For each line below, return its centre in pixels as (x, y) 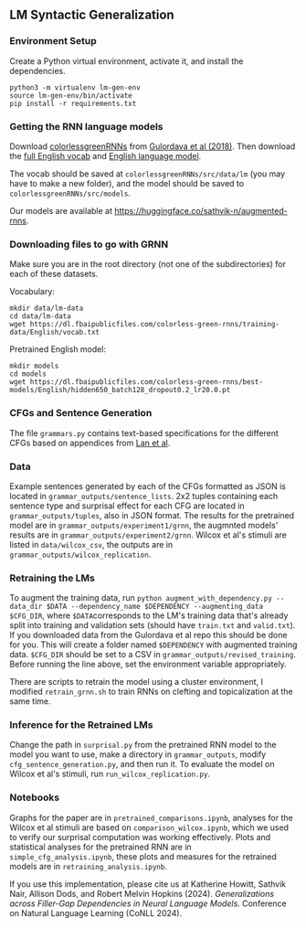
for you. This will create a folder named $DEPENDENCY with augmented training (153, 645)
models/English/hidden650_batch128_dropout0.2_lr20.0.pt (120, 390)
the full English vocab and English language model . (106, 155)
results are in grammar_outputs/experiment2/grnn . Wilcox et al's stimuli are (148, 535)
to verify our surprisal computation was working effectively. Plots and (140, 837)
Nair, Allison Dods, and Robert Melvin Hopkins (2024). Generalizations (142, 893)
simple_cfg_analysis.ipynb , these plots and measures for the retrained (143, 856)
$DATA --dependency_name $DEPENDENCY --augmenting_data (154, 607)
